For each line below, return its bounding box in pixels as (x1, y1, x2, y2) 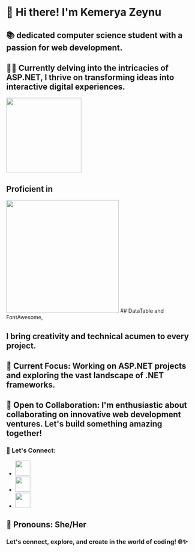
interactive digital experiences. (6, 81, 125, 92)
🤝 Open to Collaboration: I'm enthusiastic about (6, 400, 187, 411)
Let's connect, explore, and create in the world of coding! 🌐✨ (6, 538, 188, 546)
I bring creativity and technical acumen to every (6, 331, 189, 342)
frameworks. (6, 379, 56, 390)
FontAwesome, (6, 314, 43, 321)
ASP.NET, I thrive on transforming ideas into (6, 72, 175, 82)
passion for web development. (6, 42, 123, 53)
